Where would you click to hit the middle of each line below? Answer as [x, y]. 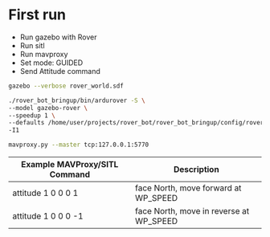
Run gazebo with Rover [58, 37]
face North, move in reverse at [192, 211]
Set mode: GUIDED [51, 63]
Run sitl [33, 45]
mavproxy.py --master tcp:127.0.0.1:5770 [79, 145]
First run [37, 15]
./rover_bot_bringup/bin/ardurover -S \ [77, 100]
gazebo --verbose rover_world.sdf [66, 86]
